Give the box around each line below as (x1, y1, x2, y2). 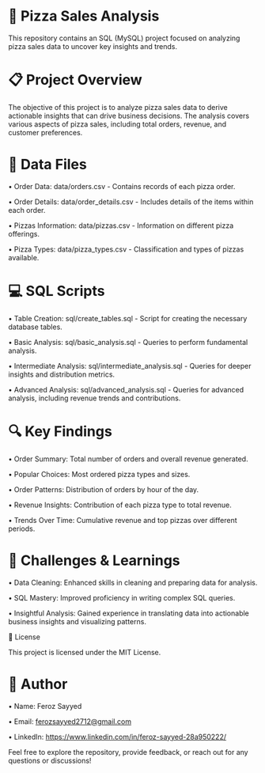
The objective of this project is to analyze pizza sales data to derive (8, 102, 228, 112)
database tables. (8, 322, 63, 332)
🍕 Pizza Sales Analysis (8, 7, 160, 25)
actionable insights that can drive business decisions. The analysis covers (8, 111, 250, 120)
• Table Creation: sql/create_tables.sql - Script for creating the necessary (8, 313, 248, 323)
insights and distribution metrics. (8, 369, 115, 379)
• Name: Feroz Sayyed (8, 701, 82, 710)
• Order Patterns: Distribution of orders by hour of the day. (8, 484, 199, 494)
